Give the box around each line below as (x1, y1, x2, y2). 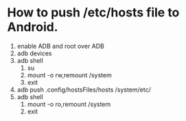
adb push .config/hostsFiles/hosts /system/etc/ (16, 85, 151, 94)
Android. (7, 19, 58, 35)
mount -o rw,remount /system (27, 70, 112, 79)
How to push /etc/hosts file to (7, 5, 180, 21)
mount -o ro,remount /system (27, 100, 111, 108)
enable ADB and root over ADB (16, 42, 105, 50)
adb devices (16, 49, 53, 57)
